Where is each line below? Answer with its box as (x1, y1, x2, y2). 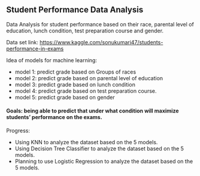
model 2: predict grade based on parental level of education (14, 74, 163, 81)
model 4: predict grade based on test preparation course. (14, 87, 157, 95)
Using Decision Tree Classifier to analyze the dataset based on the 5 (14, 145, 184, 152)
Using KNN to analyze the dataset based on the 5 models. (14, 139, 158, 146)
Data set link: (6, 38, 39, 45)
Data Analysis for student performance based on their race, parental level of (6, 20, 195, 28)
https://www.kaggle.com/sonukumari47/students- (40, 38, 163, 45)
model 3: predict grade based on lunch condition (14, 81, 136, 88)
